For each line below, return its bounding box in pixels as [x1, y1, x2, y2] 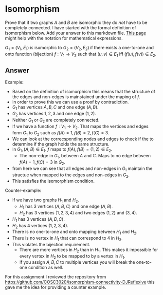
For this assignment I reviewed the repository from [5, 274, 106, 280]
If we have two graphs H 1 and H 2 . [12, 197, 79, 204]
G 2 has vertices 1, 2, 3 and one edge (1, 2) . [12, 111, 96, 118]
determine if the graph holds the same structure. [12, 141, 109, 147]
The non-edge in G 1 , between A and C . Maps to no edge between [19, 153, 151, 160]
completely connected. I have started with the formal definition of [5, 24, 136, 30]
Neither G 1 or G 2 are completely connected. [12, 117, 100, 124]
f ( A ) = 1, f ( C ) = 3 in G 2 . [19, 159, 66, 166]
